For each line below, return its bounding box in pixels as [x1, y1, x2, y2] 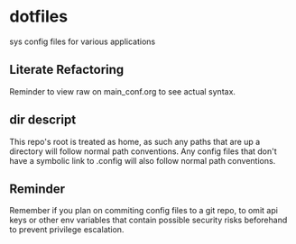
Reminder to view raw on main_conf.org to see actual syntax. [9, 86, 236, 96]
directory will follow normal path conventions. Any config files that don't [9, 146, 277, 157]
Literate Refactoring [9, 62, 125, 77]
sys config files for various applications [9, 36, 156, 47]
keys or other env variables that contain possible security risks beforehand [9, 214, 288, 226]
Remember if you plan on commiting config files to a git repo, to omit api [9, 205, 278, 216]
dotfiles [9, 6, 69, 27]
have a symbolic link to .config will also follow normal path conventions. [9, 155, 276, 166]
